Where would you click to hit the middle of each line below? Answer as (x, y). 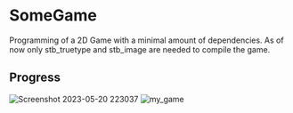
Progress (35, 78)
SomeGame (53, 16)
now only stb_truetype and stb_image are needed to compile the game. (140, 49)
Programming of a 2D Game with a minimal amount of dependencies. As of (146, 40)
